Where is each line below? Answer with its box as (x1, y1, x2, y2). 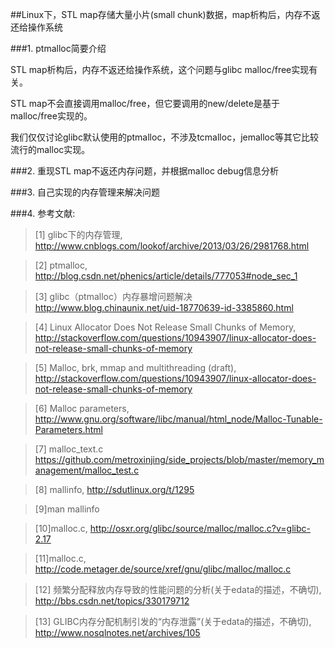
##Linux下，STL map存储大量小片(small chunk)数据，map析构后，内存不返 (10, 9, 321, 20)
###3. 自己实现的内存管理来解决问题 (10, 186, 160, 198)
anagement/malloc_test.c (34, 464, 140, 476)
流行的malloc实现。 (10, 144, 91, 155)
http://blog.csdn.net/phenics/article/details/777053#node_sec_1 (34, 270, 298, 282)
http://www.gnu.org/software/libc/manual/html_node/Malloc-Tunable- (34, 413, 323, 425)
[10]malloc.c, (34, 523, 88, 534)
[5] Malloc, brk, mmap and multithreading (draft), (34, 362, 237, 373)
